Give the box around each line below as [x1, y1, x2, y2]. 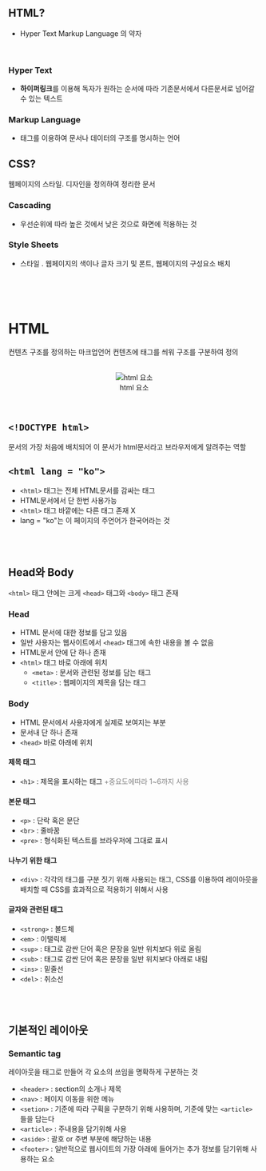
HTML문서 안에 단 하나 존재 [19, 648, 106, 657]
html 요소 [119, 382, 149, 392]
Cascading [8, 200, 52, 211]
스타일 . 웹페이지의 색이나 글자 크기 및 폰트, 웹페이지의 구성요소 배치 [19, 258, 231, 268]
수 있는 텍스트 [19, 94, 63, 103]
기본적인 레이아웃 [8, 1023, 89, 1037]
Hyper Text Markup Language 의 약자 [19, 28, 142, 38]
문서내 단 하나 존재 [19, 727, 78, 737]
